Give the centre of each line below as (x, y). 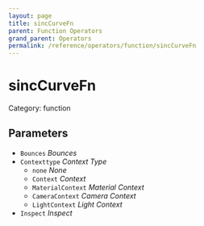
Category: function (40, 108)
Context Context (59, 178)
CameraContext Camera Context (84, 195)
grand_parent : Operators (50, 38)
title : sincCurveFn (41, 23)
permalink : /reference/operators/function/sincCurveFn (102, 46)
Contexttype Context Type (63, 161)
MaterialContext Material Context (88, 187)
